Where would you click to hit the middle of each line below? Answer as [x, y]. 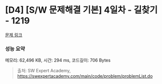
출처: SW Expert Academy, [44, 71]
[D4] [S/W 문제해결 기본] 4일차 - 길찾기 [81, 10]
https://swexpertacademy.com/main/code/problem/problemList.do [85, 76]
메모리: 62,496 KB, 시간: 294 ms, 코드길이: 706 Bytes [58, 60]
